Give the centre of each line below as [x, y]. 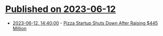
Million [19, 28]
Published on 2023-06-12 [60, 9]
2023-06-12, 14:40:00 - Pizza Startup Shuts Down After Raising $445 [85, 23]
